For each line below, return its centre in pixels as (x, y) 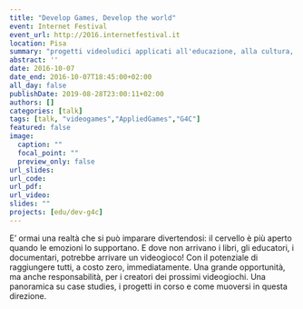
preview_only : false (56, 161)
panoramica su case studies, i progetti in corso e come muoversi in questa (149, 286)
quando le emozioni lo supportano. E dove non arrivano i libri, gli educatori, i (152, 247)
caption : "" (40, 145)
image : (22, 136)
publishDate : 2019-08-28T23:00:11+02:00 (87, 94)
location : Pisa (38, 43)
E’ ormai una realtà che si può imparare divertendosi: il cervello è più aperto (151, 238)
